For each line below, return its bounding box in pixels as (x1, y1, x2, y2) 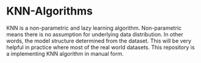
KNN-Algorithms (6, 4, 93, 18)
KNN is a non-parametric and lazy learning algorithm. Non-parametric (6, 24, 182, 31)
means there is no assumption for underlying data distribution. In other (6, 30, 184, 38)
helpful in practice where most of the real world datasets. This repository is (6, 44, 195, 51)
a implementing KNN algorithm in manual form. (6, 50, 124, 57)
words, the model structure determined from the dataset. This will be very (6, 37, 192, 44)
